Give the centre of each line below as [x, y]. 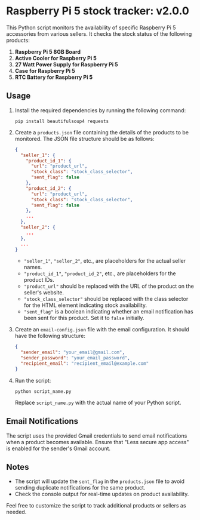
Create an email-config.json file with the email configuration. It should [102, 330]
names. [33, 267]
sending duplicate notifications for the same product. [80, 488]
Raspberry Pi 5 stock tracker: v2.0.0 [98, 11]
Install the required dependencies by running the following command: [100, 110]
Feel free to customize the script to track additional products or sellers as [96, 506]
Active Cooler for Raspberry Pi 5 [56, 58]
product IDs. [39, 280]
